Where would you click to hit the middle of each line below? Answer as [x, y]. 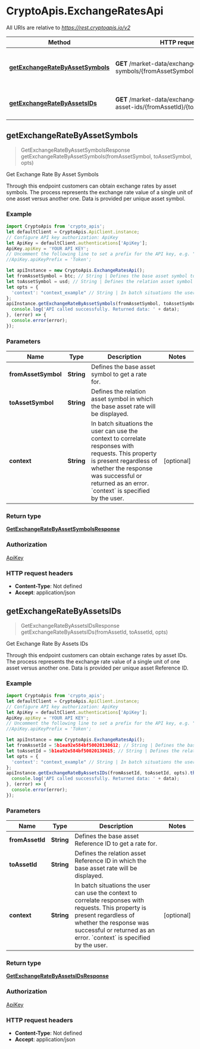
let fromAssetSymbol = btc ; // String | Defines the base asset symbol [97, 276]
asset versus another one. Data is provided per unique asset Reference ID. [97, 668]
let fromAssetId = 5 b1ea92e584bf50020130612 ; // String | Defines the [96, 746]
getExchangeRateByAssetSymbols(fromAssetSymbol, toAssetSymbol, [106, 156]
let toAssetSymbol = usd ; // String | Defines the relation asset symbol [100, 281]
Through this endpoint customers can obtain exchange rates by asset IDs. [97, 655]
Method [59, 42]
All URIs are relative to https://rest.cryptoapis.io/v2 [68, 27]
